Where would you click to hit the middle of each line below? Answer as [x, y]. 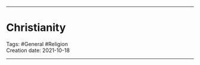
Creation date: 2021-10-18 [38, 50]
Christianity [36, 28]
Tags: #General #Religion [37, 44]
